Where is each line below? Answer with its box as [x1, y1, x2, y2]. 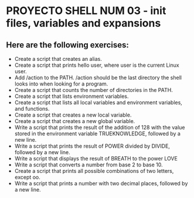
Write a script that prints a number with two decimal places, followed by [14, 180, 188, 187]
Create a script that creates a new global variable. [14, 118, 135, 124]
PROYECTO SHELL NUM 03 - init [6, 4, 166, 18]
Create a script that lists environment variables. [14, 93, 129, 100]
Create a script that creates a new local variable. [14, 111, 132, 118]
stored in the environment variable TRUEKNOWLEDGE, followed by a [14, 130, 181, 137]
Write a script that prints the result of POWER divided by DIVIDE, [14, 142, 170, 149]
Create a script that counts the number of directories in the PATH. [14, 87, 173, 93]
